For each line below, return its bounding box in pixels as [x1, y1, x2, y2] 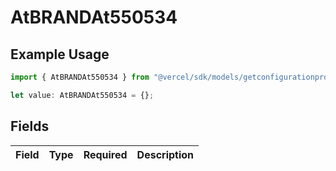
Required [83, 147, 128, 161]
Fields [10, 118, 50, 135]
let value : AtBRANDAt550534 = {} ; [10, 90, 155, 100]
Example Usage [10, 46, 110, 63]
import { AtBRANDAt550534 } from [10, 72, 150, 82]
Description [136, 147, 195, 161]
